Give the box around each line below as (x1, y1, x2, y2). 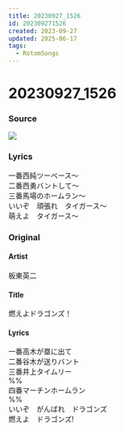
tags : (8, 42, 27, 50)
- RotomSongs (15, 49, 60, 57)
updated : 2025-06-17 (8, 34, 78, 43)
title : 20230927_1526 (8, 11, 81, 20)
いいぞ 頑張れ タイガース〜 (8, 201, 107, 210)
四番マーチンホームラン (8, 386, 86, 395)
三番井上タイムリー (8, 367, 72, 377)
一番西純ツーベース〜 (8, 171, 79, 180)
